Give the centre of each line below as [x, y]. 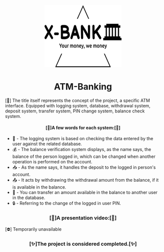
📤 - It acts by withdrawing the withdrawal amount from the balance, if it [85, 180]
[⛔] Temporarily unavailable [33, 229]
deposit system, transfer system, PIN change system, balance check [75, 111]
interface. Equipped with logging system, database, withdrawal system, [78, 106]
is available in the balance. [39, 187]
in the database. [29, 198]
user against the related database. [47, 144]
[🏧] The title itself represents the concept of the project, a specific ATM [78, 101]
